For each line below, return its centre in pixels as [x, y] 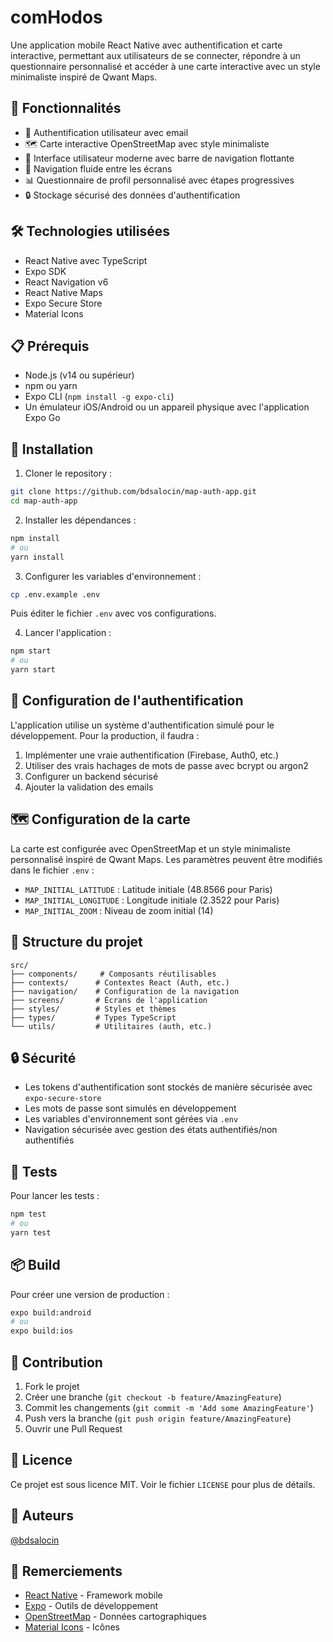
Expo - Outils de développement [91, 1606]
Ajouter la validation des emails [89, 787]
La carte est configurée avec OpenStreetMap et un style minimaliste [150, 848]
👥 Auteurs [42, 1516]
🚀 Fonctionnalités [66, 108]
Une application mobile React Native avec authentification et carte [146, 45]
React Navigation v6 [66, 282]
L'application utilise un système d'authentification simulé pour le [142, 725]
